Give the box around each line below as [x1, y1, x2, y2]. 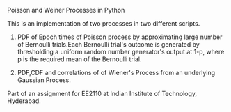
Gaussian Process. [17, 76, 71, 84]
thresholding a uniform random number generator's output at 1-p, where [17, 48, 225, 56]
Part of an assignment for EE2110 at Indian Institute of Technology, [7, 90, 197, 97]
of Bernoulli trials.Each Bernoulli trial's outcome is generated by [17, 40, 200, 48]
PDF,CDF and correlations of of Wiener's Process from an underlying [17, 69, 216, 77]
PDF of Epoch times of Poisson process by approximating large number [17, 33, 223, 41]
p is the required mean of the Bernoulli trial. [17, 55, 142, 63]
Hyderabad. [7, 97, 42, 105]
